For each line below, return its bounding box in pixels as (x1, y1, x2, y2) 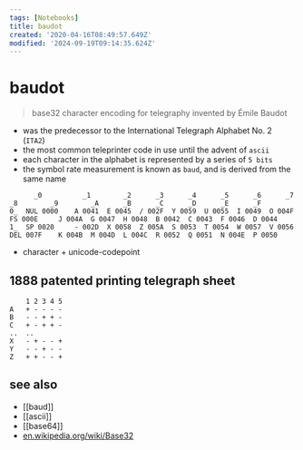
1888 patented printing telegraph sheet (9, 273, 236, 289)
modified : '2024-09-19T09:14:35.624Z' (9, 38, 156, 48)
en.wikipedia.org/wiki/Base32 (22, 430, 134, 441)
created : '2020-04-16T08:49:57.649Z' (9, 30, 152, 39)
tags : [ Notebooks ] (9, 13, 79, 23)
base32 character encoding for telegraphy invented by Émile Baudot (31, 108, 288, 119)
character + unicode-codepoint (22, 247, 141, 258)
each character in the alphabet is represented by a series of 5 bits (22, 154, 273, 165)
